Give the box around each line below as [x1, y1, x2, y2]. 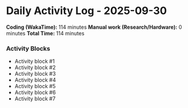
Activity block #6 [14, 89, 56, 96]
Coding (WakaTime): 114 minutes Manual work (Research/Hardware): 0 [6, 23, 182, 31]
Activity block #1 [14, 58, 55, 65]
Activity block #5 [14, 83, 56, 90]
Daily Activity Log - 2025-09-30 [6, 4, 167, 18]
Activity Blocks [6, 44, 51, 52]
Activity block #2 [14, 64, 56, 71]
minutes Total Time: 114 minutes [6, 29, 85, 36]
